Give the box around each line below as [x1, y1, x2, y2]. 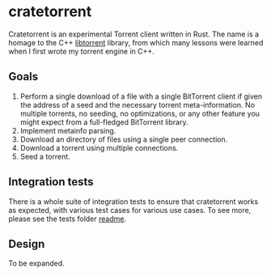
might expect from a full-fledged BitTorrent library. [19, 117, 188, 127]
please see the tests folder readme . [8, 214, 127, 223]
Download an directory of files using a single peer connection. [19, 134, 228, 144]
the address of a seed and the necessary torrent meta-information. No [19, 100, 256, 109]
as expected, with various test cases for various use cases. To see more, [8, 205, 252, 214]
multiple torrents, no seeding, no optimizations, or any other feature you [19, 108, 260, 118]
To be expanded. [8, 258, 65, 269]
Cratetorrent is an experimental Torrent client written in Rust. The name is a [8, 29, 260, 39]
